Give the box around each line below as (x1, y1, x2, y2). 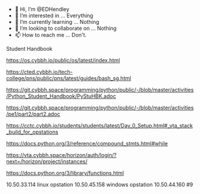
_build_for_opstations (6, 128, 59, 136)
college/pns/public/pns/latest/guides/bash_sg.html (6, 75, 131, 82)
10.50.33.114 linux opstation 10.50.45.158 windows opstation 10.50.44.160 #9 (6, 181, 193, 188)
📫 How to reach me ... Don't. (14, 32, 87, 38)
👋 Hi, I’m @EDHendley (14, 6, 70, 13)
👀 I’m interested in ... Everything (14, 12, 94, 19)
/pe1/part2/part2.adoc (6, 110, 61, 118)
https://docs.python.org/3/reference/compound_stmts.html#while (6, 140, 168, 147)
